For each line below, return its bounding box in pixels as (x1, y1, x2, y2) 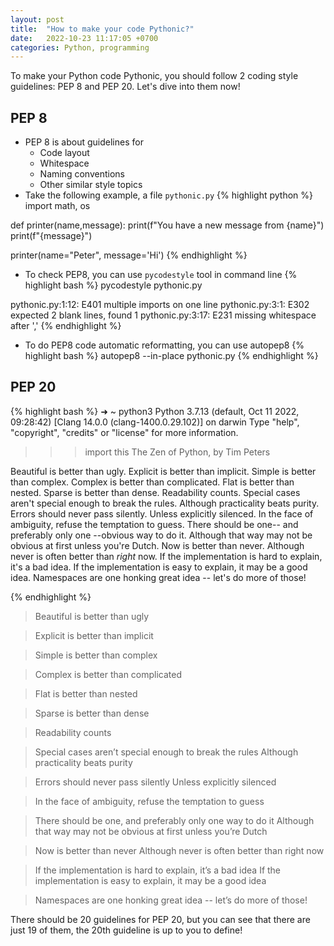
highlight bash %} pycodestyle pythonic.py (24, 279, 203, 291)
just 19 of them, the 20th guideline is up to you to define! (10, 924, 243, 936)
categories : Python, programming (10, 42, 150, 53)
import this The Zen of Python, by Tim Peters (84, 446, 271, 458)
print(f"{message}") (10, 230, 93, 242)
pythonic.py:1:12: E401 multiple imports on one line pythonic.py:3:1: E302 (10, 299, 310, 311)
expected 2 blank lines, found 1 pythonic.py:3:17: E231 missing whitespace (10, 309, 317, 321)
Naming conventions (39, 168, 125, 180)
